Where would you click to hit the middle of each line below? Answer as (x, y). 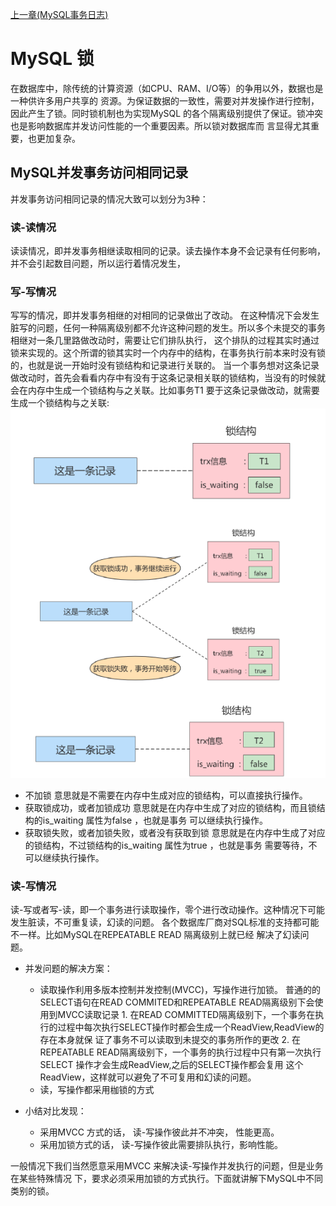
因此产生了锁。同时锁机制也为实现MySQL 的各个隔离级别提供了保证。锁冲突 (167, 113)
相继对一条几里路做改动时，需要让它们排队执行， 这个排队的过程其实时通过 (165, 340)
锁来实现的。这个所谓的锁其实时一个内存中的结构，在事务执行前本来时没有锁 (168, 353)
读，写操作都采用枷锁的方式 (97, 1090)
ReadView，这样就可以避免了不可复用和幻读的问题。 (148, 1077)
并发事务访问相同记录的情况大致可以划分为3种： (109, 199)
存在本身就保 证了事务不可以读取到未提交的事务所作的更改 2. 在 (170, 1040)
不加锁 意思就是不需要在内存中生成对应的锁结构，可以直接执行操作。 (166, 795)
